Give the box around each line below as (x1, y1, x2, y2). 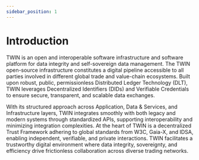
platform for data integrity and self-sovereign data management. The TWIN (6, 60, 191, 67)
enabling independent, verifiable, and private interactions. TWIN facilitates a (6, 135, 193, 142)
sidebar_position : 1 (6, 8, 58, 15)
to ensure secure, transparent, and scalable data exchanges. (6, 91, 155, 98)
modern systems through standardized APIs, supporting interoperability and (6, 116, 192, 123)
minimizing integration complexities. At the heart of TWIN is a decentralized (6, 122, 192, 129)
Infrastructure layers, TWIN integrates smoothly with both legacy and (6, 109, 176, 116)
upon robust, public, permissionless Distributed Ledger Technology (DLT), (6, 79, 188, 86)
